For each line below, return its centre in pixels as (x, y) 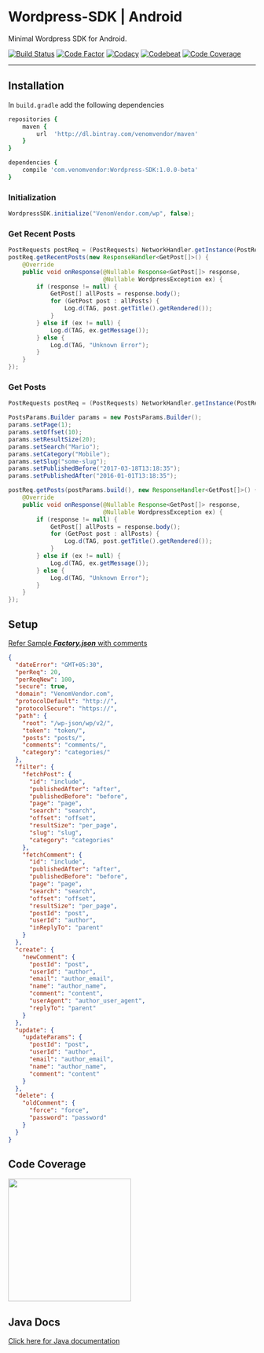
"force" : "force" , (59, 1111)
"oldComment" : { (49, 1103)
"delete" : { (35, 1096)
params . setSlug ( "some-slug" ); (58, 461)
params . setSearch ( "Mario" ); (54, 447)
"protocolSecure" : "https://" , (66, 709)
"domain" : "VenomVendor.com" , (64, 694)
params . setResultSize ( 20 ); (52, 439)
